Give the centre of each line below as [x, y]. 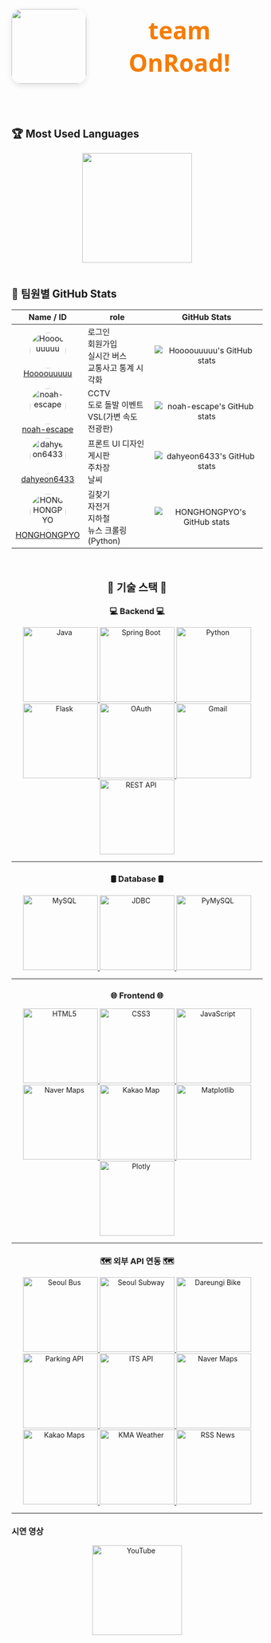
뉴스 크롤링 [107, 530]
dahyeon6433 [48, 479]
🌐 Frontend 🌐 [137, 995]
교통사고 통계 [111, 368]
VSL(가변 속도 [113, 416]
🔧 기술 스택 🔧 [137, 587]
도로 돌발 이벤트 [116, 404]
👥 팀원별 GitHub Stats [64, 294]
